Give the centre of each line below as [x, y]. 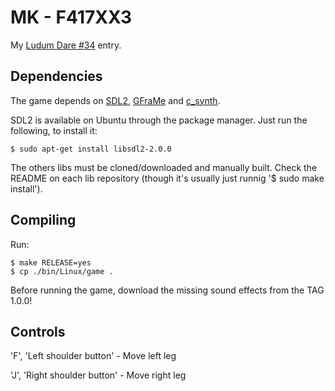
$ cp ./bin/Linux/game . [62, 271]
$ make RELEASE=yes [51, 262]
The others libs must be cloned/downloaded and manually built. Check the [164, 167]
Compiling [43, 220]
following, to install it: [54, 130]
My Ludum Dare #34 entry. [66, 45]
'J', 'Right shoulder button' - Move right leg [98, 375]
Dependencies [56, 76]
